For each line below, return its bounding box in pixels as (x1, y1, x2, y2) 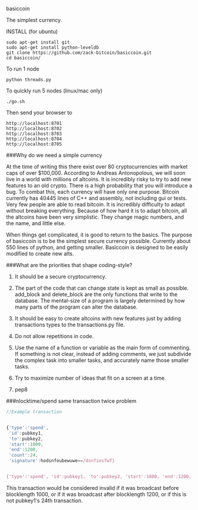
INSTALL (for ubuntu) (6, 28, 58, 35)
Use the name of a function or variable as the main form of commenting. (14, 344, 191, 351)
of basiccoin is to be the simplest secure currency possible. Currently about (6, 238, 191, 245)
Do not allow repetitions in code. (14, 333, 94, 339)
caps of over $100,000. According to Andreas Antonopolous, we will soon (6, 169, 186, 177)
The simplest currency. (6, 17, 62, 23)
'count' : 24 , (8, 453, 38, 458)
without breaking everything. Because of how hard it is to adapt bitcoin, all (6, 207, 187, 214)
